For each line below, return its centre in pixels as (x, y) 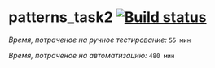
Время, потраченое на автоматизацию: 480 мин (92, 55)
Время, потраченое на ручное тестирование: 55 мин (100, 40)
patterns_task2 (61, 17)
